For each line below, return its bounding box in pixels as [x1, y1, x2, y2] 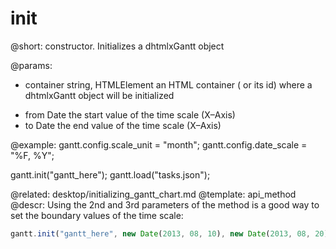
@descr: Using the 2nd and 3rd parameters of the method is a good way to [10, 198, 320, 211]
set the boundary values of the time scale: [10, 209, 184, 221]
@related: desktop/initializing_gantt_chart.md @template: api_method [10, 188, 297, 200]
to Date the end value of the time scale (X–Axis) [24, 119, 222, 131]
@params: [10, 59, 53, 71]
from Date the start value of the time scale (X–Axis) [24, 108, 236, 121]
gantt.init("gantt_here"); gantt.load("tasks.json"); [10, 168, 211, 181]
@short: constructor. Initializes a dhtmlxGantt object [10, 40, 225, 52]
